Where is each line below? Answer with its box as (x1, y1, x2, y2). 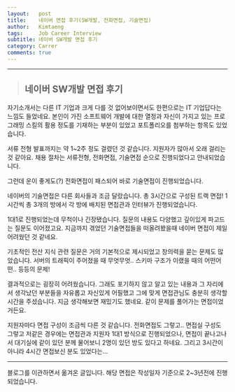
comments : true (7, 50, 52, 57)
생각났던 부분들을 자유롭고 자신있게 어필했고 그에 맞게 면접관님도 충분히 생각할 (14, 288, 228, 297)
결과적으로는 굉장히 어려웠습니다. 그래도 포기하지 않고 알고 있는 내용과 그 (7, 280, 205, 288)
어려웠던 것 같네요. (7, 232, 58, 241)
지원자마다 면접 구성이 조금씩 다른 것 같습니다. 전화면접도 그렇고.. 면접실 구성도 (7, 321, 222, 329)
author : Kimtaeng (7, 23, 64, 30)
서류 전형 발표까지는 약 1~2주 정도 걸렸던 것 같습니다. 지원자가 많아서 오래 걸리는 (7, 144, 226, 152)
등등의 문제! (17, 265, 50, 273)
